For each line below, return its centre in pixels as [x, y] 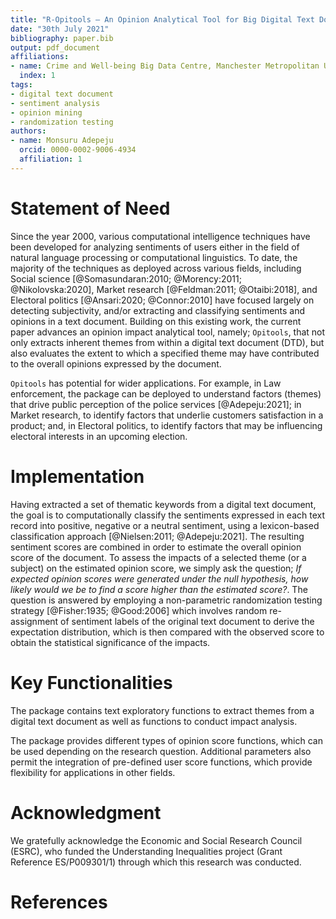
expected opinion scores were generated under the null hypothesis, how [159, 578]
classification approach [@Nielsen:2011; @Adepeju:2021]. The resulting [157, 536]
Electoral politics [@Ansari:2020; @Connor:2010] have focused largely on [162, 300]
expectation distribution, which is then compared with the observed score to [167, 632]
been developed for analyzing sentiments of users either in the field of [155, 247]
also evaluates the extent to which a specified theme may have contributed [165, 353]
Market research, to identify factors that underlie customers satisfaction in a [167, 415]
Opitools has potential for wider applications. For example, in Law [146, 383]
